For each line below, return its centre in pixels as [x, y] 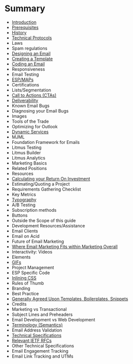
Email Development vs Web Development [53, 319]
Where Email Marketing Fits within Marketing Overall [65, 247]
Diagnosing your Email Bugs [40, 111]
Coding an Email [28, 64]
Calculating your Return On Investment [51, 179]
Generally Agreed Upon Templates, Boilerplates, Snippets [70, 299]
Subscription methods [34, 210]
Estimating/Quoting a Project [41, 184]
